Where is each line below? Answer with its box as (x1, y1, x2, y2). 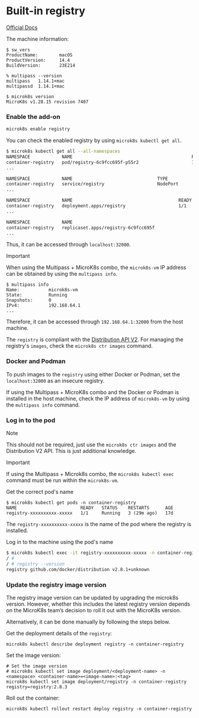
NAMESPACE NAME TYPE (6, 175, 168, 182)
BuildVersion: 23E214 (6, 62, 76, 68)
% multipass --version (6, 73, 62, 78)
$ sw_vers (6, 46, 31, 53)
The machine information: (6, 35, 69, 42)
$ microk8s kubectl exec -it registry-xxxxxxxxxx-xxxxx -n (6, 550, 155, 556)
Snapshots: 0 (6, 297, 52, 304)
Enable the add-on (6, 112, 60, 121)
